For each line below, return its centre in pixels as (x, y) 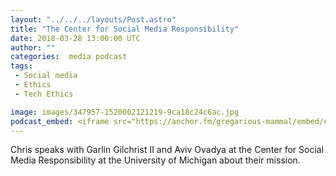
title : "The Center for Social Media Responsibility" (125, 29)
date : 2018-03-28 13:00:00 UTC (75, 38)
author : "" (33, 47)
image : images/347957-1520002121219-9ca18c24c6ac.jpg (125, 112)
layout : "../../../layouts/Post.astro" (93, 19)
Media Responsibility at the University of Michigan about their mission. (155, 160)
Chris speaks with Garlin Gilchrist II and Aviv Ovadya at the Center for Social (167, 150)
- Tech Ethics (44, 94)
